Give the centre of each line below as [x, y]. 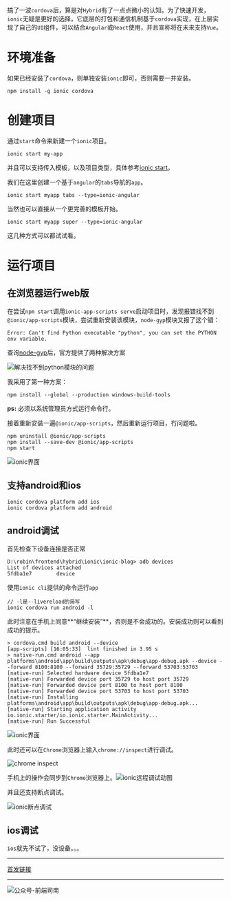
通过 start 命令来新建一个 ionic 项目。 [59, 140]
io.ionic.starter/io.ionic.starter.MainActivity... [82, 715]
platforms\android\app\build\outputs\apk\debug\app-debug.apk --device [112, 661]
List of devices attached [44, 568]
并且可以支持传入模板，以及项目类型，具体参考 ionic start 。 [90, 167]
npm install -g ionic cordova [51, 91]
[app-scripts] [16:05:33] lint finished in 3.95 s [82, 649]
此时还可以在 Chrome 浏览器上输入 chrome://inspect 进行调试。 [92, 750]
